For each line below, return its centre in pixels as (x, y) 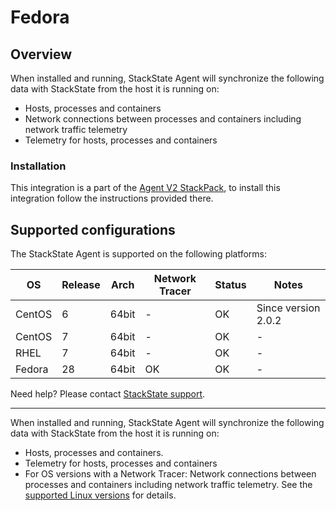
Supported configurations (93, 229)
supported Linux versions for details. (100, 495)
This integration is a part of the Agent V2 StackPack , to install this (145, 188)
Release (81, 285)
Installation (38, 166)
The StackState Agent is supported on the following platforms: (139, 254)
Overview (41, 54)
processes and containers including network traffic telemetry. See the (168, 485)
